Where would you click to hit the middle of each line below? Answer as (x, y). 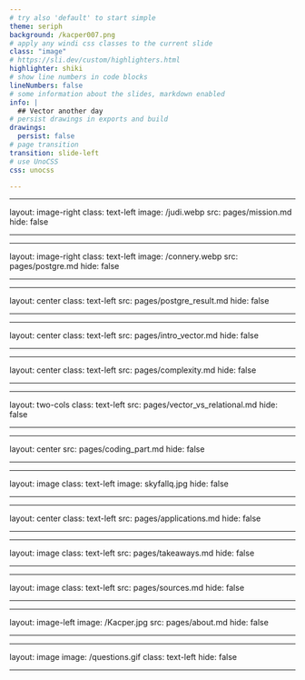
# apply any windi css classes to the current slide (111, 43)
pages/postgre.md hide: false (64, 266)
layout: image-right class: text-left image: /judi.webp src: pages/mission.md (151, 212)
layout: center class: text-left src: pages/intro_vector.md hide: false (134, 335)
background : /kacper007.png (63, 35)
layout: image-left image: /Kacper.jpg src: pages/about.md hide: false (139, 623)
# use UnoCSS (34, 161)
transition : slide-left (54, 153)
